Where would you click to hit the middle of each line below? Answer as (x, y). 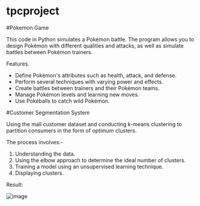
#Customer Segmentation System (48, 112)
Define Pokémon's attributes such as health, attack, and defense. (96, 75)
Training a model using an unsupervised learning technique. (89, 166)
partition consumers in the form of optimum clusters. (71, 130)
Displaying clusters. (39, 173)
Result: (15, 184)
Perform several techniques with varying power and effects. (89, 82)
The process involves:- (35, 142)
